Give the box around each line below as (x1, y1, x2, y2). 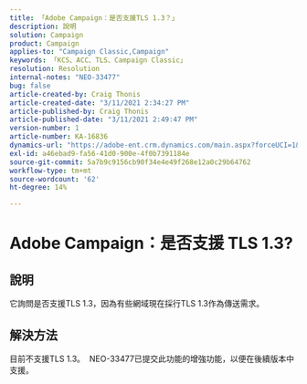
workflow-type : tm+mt (9, 166, 92, 175)
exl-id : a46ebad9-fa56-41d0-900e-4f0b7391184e (9, 149, 190, 158)
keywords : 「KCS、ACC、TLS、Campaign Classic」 (9, 56, 187, 65)
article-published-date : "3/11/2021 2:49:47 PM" (9, 115, 198, 124)
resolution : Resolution (9, 65, 101, 74)
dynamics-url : (9, 140, 64, 150)
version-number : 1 (9, 124, 79, 133)
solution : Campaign (9, 30, 84, 39)
